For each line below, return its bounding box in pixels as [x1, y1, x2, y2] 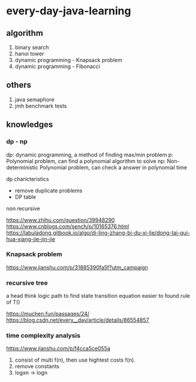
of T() [6, 298, 20, 306]
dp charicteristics [6, 175, 50, 183]
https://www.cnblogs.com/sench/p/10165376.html [6, 223, 130, 230]
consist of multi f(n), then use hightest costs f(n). [14, 356, 136, 363]
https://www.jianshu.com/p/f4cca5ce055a [6, 345, 111, 352]
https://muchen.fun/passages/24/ [6, 310, 90, 318]
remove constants [14, 363, 60, 370]
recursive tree [6, 279, 48, 287]
